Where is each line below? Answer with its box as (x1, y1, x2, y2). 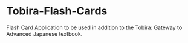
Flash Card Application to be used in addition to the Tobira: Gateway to (6, 24, 183, 31)
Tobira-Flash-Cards (6, 4, 108, 18)
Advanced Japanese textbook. (6, 30, 83, 37)
